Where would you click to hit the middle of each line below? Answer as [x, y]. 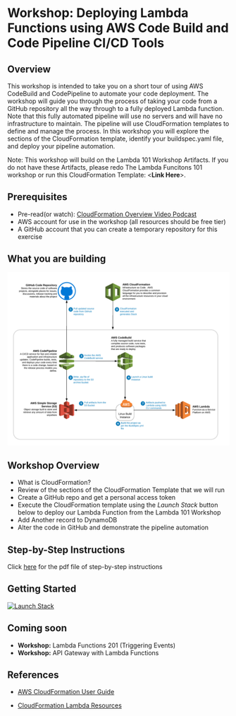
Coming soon [37, 628]
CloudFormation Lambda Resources [69, 705]
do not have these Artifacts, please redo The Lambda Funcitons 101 [105, 167]
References [33, 675]
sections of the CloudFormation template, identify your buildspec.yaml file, [116, 139]
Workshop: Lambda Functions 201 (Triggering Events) [97, 645]
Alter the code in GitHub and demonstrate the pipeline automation [113, 527]
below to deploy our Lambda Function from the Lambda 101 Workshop [119, 512]
